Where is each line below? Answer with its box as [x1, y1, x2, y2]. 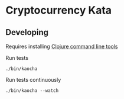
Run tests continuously [5, 76, 61, 83]
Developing [5, 27, 48, 37]
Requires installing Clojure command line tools [5, 43, 118, 50]
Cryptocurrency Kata [5, 4, 112, 17]
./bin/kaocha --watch [5, 88, 59, 94]
